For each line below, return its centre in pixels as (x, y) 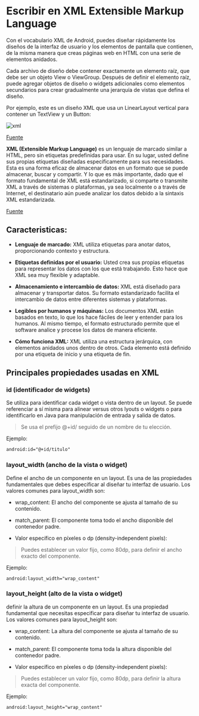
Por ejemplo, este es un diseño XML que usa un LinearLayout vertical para (97, 107)
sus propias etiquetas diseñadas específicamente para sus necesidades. (95, 161)
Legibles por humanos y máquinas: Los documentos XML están (94, 311)
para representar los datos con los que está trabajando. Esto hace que (101, 268)
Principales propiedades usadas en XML (83, 373)
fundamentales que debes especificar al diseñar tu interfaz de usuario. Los (98, 484)
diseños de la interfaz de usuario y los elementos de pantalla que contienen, (100, 47)
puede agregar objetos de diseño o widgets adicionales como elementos (95, 83)
